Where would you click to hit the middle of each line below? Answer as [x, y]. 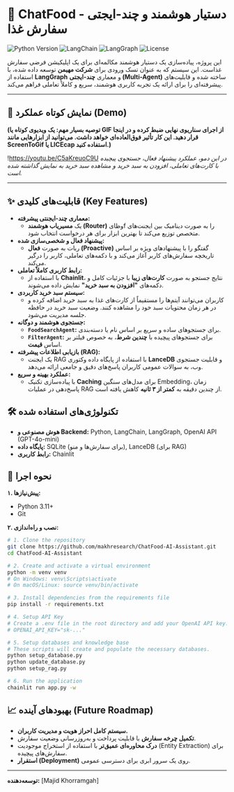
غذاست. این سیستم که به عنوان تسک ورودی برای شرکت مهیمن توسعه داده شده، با [115, 69]
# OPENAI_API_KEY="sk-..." [46, 630]
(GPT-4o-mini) [38, 439]
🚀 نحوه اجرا [30, 476]
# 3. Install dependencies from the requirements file [88, 598]
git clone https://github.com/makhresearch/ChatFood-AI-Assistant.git [112, 547]
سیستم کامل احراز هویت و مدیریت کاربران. [72, 731]
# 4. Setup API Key [36, 617]
